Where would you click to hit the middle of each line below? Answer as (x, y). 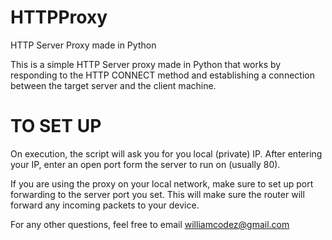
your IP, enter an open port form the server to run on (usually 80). (145, 164)
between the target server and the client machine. (113, 85)
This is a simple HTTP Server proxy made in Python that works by (146, 64)
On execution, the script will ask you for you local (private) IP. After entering (166, 153)
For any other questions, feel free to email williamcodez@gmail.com (150, 224)
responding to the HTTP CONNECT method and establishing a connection (162, 75)
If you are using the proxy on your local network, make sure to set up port (162, 183)
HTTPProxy (59, 17)
